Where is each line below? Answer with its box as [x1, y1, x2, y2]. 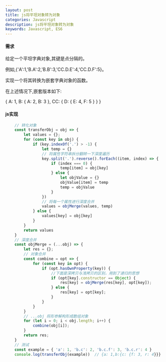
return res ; [23, 333, 50, 338]
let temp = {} [41, 146, 72, 151]
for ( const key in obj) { [23, 137, 79, 142]
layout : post [5, 7, 33, 13]
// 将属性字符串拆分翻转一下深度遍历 [41, 151, 110, 157]
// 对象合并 [23, 252, 46, 257]
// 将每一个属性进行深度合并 [41, 199, 94, 204]
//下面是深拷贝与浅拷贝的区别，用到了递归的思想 [51, 271, 139, 276]
